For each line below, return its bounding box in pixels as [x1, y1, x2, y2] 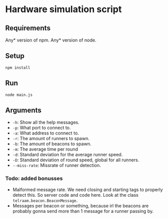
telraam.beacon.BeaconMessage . [12, 197, 78, 203]
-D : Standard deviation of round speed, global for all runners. [12, 157, 140, 163]
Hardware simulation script [5, 4, 122, 15]
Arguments [5, 106, 42, 115]
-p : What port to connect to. [12, 125, 71, 131]
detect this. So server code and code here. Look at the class [12, 192, 139, 198]
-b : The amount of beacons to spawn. [12, 141, 92, 147]
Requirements [5, 24, 51, 32]
